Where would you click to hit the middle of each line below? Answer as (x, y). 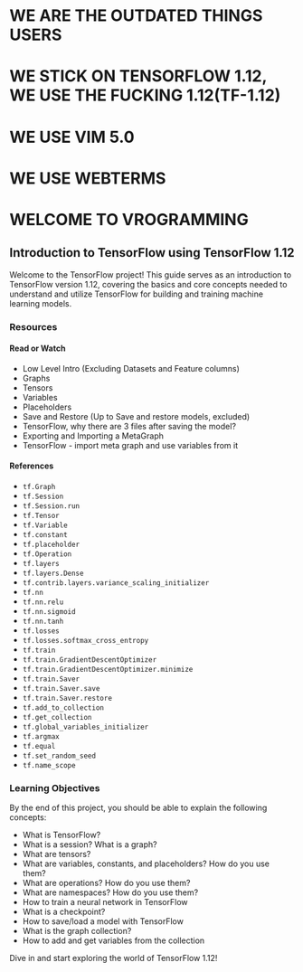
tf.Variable (45, 525)
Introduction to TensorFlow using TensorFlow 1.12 (152, 253)
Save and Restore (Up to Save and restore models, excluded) (136, 416)
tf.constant (45, 535)
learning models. (41, 303)
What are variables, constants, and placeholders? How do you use (146, 863)
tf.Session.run (51, 506)
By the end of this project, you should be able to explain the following (138, 808)
